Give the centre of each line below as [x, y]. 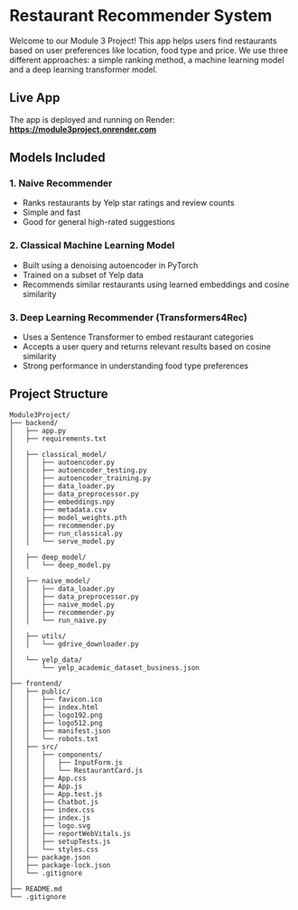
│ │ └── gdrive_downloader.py [74, 644]
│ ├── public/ [40, 692]
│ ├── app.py [38, 431]
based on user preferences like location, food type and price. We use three [149, 50]
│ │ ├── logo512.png [56, 723]
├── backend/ [34, 422]
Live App [35, 98]
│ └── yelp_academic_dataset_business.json [105, 668]
